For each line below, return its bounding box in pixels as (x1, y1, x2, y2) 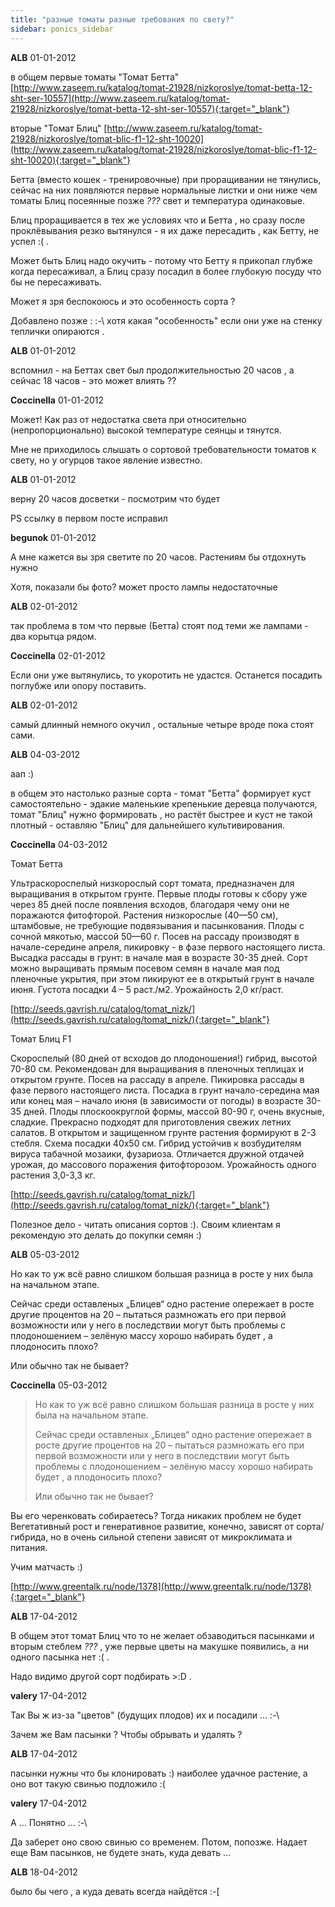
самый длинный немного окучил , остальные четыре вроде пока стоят (10, 718, 314, 730)
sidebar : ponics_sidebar (10, 24, 114, 34)
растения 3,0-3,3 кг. (10, 1169, 96, 1181)
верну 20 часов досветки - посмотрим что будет (10, 492, 221, 505)
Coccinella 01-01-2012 (10, 394, 104, 406)
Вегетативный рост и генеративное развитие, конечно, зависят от (10, 1520, 295, 1532)
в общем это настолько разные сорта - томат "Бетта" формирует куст (10, 787, 312, 799)
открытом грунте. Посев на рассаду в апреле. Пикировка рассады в (10, 1073, 305, 1085)
